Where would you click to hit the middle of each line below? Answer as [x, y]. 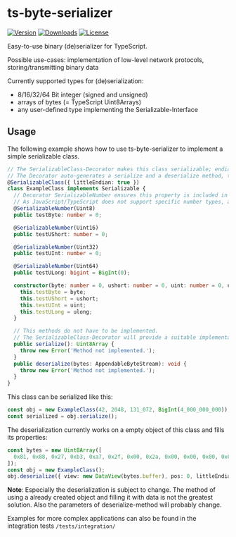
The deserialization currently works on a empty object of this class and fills [116, 430]
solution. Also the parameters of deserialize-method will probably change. [114, 505]
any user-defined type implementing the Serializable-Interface [108, 109]
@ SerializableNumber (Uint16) [56, 228]
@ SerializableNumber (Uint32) [56, 247]
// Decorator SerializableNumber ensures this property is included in [121, 195]
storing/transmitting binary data [53, 67]
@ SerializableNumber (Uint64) [56, 266]
